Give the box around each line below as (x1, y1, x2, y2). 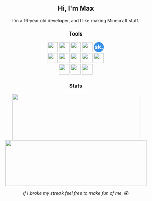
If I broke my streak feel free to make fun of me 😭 (23, 190, 129, 196)
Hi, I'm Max (57, 4, 94, 13)
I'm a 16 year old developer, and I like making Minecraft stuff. (12, 17, 139, 23)
